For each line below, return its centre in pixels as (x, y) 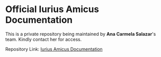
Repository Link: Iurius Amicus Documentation (54, 49)
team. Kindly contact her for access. (43, 39)
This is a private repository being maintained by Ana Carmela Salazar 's (80, 34)
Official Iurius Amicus (52, 9)
